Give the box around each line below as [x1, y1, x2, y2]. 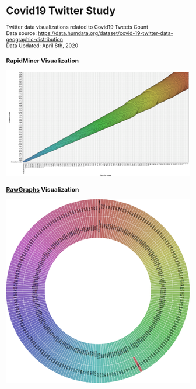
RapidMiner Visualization [6, 57, 79, 65]
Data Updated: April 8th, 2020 [6, 42, 79, 49]
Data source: [6, 29, 37, 36]
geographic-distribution [6, 36, 63, 43]
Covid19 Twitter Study [6, 4, 116, 18]
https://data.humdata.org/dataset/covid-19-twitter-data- [37, 29, 173, 36]
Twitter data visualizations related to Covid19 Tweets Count [6, 23, 149, 30]
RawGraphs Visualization [6, 185, 79, 193]
